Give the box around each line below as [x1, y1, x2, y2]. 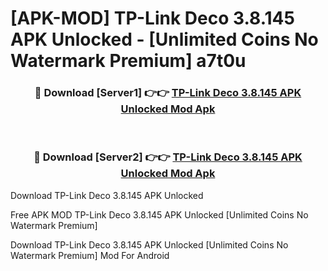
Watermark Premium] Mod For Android [10, 249, 170, 261]
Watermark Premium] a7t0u [10, 50, 247, 72]
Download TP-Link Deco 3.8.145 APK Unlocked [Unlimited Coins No [10, 238, 289, 251]
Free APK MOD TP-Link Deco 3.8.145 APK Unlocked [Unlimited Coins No [10, 208, 309, 221]
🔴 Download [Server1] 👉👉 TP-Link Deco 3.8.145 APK [34, 86, 302, 100]
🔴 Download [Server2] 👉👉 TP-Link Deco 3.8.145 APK [33, 150, 303, 164]
